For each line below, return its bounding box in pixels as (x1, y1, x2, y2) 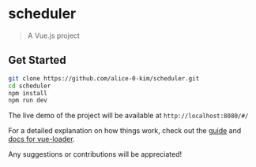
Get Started (8, 54, 66, 67)
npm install (8, 89, 47, 97)
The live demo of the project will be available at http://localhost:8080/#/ (8, 111, 249, 121)
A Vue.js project (27, 31, 81, 40)
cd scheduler (8, 82, 51, 90)
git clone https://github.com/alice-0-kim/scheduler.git (8, 74, 200, 83)
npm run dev (8, 96, 47, 105)
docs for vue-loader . (8, 135, 75, 144)
